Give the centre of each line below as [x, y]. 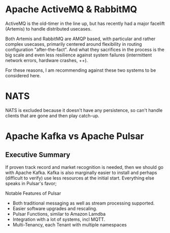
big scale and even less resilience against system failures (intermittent [79, 55]
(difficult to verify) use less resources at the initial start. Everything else [80, 178]
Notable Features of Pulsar [33, 193]
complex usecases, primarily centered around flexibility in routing [74, 44]
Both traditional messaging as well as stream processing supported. [83, 203]
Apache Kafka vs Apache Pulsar [75, 136]
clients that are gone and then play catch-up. [52, 115]
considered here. [23, 75]
